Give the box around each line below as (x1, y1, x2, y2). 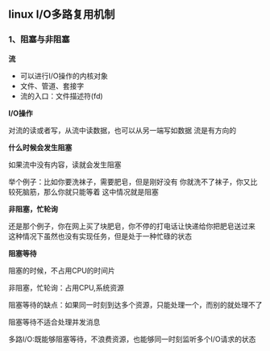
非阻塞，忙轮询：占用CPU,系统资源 (8, 282, 125, 292)
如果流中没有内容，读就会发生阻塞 (8, 160, 122, 169)
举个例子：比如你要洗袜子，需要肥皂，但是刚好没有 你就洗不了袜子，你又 (8, 177, 251, 186)
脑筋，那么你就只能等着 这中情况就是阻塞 (22, 186, 159, 196)
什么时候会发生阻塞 (8, 142, 73, 152)
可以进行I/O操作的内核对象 (19, 71, 109, 81)
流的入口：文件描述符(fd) (19, 91, 103, 101)
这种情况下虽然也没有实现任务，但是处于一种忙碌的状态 (8, 231, 192, 240)
